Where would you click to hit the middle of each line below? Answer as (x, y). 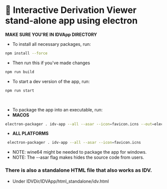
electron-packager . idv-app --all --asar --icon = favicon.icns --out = (80, 124)
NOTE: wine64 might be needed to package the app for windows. (80, 152)
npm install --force (27, 53)
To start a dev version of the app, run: (51, 81)
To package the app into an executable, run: (57, 109)
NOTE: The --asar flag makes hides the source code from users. (78, 157)
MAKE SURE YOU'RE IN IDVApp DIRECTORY (51, 34)
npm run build (20, 72)
